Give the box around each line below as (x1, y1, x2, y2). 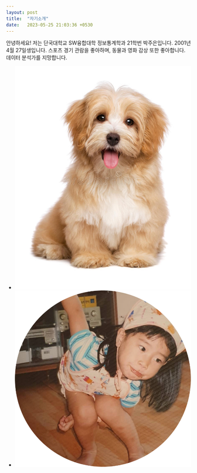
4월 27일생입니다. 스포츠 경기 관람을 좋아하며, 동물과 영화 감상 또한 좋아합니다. (6, 47, 186, 54)
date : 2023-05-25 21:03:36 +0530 (6, 22, 93, 28)
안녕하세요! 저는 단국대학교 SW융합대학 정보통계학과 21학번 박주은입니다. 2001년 (6, 39, 191, 46)
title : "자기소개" (6, 15, 49, 22)
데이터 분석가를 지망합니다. (6, 54, 67, 61)
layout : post (6, 9, 38, 15)
